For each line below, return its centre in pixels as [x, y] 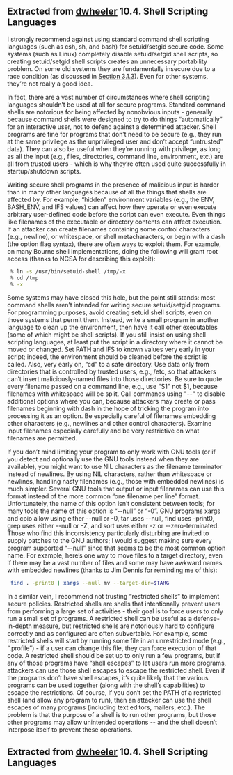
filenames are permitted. [42, 438]
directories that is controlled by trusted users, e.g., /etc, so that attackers [112, 371]
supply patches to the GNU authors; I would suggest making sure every [110, 541]
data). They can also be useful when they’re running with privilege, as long [114, 148]
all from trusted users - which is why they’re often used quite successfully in [116, 164]
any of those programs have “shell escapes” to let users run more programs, [117, 663]
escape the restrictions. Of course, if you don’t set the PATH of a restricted [114, 693]
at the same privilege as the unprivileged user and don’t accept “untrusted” [115, 141]
